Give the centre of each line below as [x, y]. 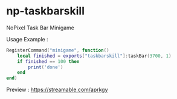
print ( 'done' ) [46, 67]
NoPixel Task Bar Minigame [40, 28]
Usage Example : [27, 39]
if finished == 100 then [48, 61]
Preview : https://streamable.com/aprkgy [57, 90]
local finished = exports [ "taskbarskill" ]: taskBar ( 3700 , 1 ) [94, 56]
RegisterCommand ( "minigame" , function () [58, 50]
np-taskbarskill [46, 11]
